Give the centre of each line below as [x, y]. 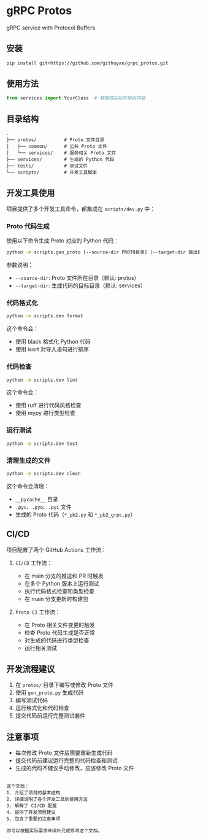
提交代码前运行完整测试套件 [50, 716]
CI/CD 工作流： [34, 563]
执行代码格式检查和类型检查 [59, 591]
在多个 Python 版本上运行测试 [62, 583]
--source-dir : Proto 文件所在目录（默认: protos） [77, 278]
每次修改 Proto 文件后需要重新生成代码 [64, 753]
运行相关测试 [40, 648]
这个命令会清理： [28, 486]
